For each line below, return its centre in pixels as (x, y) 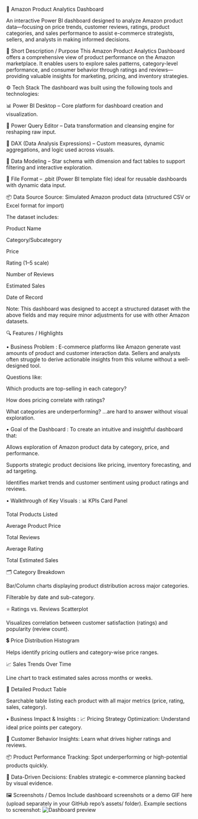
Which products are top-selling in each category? (66, 388)
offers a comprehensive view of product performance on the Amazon (91, 57)
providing (18, 76)
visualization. (22, 114)
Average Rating (25, 549)
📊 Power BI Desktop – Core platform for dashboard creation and (85, 106)
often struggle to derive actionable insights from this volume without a (91, 359)
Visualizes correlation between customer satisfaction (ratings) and (87, 623)
